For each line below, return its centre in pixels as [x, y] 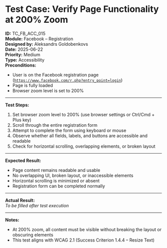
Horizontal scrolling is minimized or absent [56, 180]
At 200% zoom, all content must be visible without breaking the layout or [87, 229]
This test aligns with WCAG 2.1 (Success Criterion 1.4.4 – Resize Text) [83, 240]
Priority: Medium [23, 54]
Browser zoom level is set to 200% [48, 90]
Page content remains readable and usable [56, 170]
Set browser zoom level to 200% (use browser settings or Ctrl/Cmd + [83, 114]
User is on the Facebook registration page [55, 75]
